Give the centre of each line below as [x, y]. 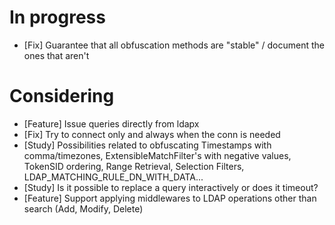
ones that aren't [56, 55]
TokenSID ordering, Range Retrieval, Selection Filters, [134, 166]
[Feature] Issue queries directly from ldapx [111, 123]
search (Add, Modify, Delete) [83, 208]
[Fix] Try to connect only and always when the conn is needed [152, 134]
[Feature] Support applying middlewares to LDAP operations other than [170, 198]
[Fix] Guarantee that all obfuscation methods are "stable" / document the [174, 45]
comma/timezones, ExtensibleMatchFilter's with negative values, [157, 155]
